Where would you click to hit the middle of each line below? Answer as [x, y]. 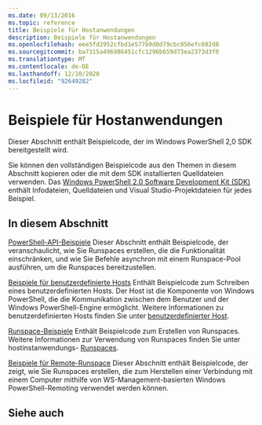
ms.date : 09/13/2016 [42, 15]
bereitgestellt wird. [38, 150]
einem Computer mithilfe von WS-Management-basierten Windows [117, 380]
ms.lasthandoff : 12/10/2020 [54, 74]
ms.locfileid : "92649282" [50, 81]
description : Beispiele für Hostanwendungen [82, 37]
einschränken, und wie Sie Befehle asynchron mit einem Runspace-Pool [125, 259]
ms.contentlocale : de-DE [49, 67]
